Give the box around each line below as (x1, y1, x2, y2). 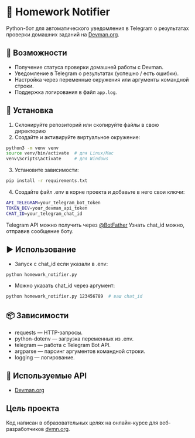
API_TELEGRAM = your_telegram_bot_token (6, 200, 101, 206)
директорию (14, 127, 46, 134)
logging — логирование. (14, 354, 75, 361)
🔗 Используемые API (6, 371, 87, 381)
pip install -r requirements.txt (6, 178, 88, 184)
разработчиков (6, 425, 45, 432)
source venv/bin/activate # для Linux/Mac (6, 150, 114, 156)
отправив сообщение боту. (6, 227, 74, 234)
